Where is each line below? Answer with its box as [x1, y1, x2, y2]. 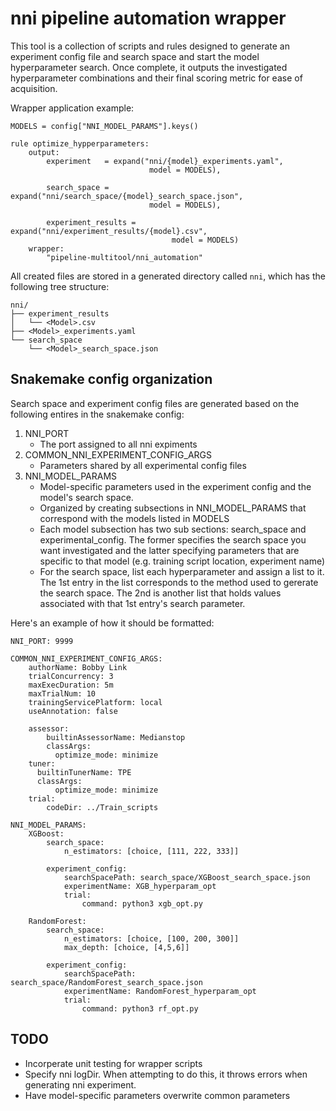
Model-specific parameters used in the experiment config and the [39, 480, 312, 492]
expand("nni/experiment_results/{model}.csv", [10, 226, 208, 236]
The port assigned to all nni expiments [39, 438, 198, 450]
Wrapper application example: [10, 102, 135, 114]
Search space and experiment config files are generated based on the [10, 397, 300, 409]
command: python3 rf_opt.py [81, 1003, 199, 1014]
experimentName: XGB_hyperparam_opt [63, 881, 217, 891]
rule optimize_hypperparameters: [10, 138, 150, 149]
